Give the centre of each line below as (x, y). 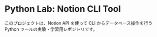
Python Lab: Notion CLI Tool (63, 9)
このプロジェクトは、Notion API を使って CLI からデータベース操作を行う (79, 23)
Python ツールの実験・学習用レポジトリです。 (51, 29)
